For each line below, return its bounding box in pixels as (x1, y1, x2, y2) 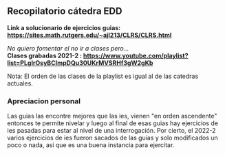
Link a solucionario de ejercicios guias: (7, 23, 121, 31)
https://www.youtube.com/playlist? (83, 51, 189, 60)
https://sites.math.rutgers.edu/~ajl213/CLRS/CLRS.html (7, 31, 172, 39)
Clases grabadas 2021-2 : (7, 51, 83, 60)
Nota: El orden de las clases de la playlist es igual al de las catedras (7, 72, 199, 80)
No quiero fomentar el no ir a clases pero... (7, 44, 129, 52)
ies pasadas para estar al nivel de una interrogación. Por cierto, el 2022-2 (7, 127, 216, 135)
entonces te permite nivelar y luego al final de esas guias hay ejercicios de (7, 119, 219, 127)
